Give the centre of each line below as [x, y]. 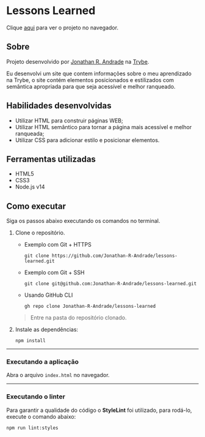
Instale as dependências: [46, 330]
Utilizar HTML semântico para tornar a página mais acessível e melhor [103, 127]
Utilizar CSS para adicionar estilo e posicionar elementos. [87, 140]
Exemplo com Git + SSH [54, 272]
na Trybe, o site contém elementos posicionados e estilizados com [90, 80]
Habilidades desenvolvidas [59, 106]
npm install [30, 341]
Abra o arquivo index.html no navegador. [58, 375]
